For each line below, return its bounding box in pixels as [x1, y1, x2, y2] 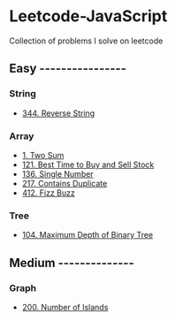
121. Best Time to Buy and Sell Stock [21, 159, 155, 170]
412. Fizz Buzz [21, 187, 75, 198]
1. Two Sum [21, 149, 65, 160]
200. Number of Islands [21, 302, 109, 312]
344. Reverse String [21, 108, 96, 118]
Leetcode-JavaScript [9, 6, 168, 27]
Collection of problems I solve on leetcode [9, 35, 164, 46]
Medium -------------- [9, 255, 134, 271]
